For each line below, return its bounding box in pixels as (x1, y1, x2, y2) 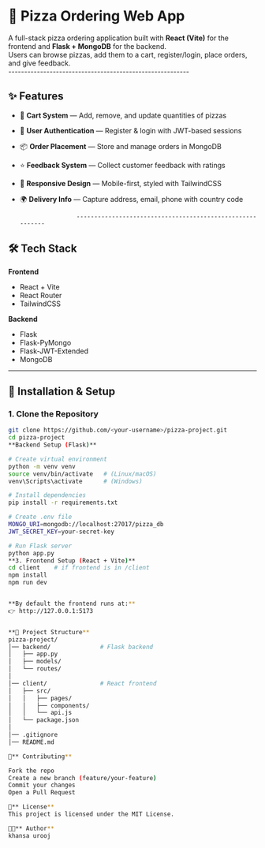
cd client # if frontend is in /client (8, 564, 150, 572)
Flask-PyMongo (19, 338, 72, 347)
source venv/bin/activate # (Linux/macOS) (8, 469, 157, 478)
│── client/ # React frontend (8, 679, 157, 687)
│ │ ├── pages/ (8, 694, 73, 702)
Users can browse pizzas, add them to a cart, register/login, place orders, (8, 50, 248, 59)
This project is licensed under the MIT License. (8, 810, 175, 818)
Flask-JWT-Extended (19, 346, 89, 356)
